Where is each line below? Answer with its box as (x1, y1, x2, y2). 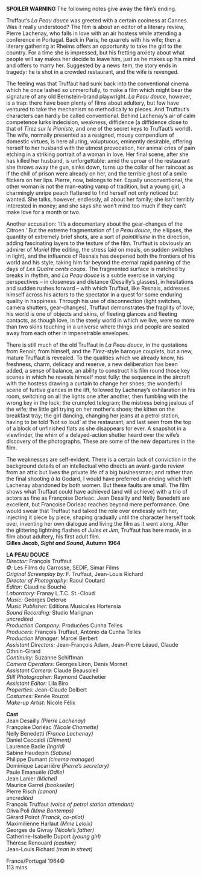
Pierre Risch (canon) (6, 788, 57, 795)
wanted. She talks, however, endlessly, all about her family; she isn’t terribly (6, 196, 195, 203)
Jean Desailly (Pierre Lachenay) (6, 717, 86, 724)
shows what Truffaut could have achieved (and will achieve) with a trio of (6, 488, 188, 495)
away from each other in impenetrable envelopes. (6, 330, 130, 336)
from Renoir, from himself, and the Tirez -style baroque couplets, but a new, (6, 348, 193, 355)
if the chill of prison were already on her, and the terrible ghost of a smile (6, 170, 188, 177)
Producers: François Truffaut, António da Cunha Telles (6, 629, 141, 635)
